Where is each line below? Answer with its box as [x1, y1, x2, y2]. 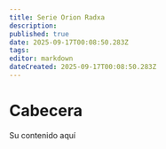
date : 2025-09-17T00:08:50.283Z [9, 37, 129, 47]
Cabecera [9, 101, 83, 121]
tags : [9, 46, 29, 55]
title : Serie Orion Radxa [9, 12, 105, 22]
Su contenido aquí [9, 129, 76, 140]
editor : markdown [9, 54, 74, 63]
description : [9, 21, 58, 30]
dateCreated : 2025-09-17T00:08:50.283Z [9, 63, 157, 72]
